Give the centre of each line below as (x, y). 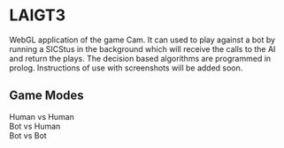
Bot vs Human (35, 126)
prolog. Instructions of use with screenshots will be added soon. (126, 68)
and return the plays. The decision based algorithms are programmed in (140, 58)
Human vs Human (42, 116)
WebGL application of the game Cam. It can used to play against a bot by (142, 40)
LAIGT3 (38, 15)
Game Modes (46, 96)
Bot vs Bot (28, 135)
